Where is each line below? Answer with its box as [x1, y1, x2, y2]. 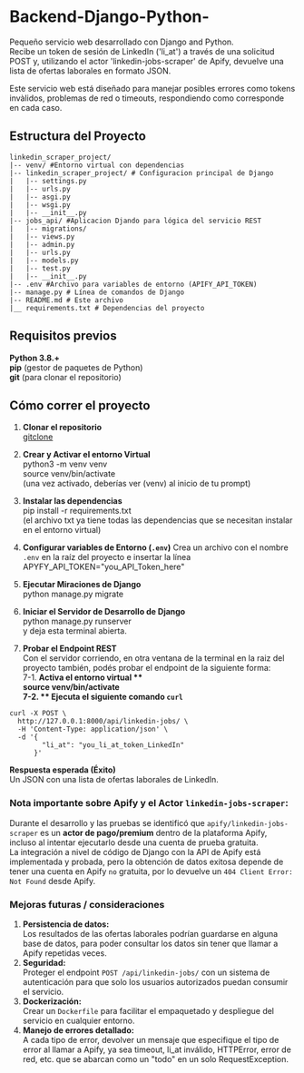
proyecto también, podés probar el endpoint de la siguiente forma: [22, 663, 271, 674]
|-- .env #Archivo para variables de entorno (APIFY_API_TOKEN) [9, 280, 258, 289]
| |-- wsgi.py [9, 200, 71, 210]
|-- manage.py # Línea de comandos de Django [9, 288, 184, 297]
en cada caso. [9, 102, 63, 113]
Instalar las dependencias [22, 496, 123, 507]
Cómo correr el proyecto [9, 398, 151, 413]
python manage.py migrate [22, 588, 124, 600]
